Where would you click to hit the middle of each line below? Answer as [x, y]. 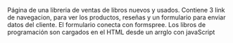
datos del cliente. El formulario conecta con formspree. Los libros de [107, 25]
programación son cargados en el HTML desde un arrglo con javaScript [111, 32]
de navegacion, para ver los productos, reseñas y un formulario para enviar [116, 17]
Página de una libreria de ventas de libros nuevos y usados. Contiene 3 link [116, 10]
